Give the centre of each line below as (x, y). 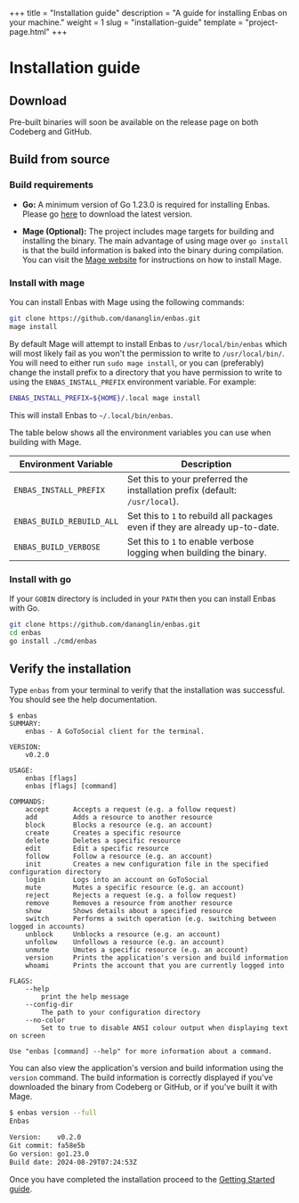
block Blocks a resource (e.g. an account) (119, 825)
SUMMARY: (25, 724)
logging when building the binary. (197, 552)
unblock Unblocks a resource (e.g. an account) (123, 935)
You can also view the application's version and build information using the (146, 1068)
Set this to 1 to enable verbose (191, 541)
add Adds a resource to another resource (119, 818)
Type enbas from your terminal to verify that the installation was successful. (147, 690)
